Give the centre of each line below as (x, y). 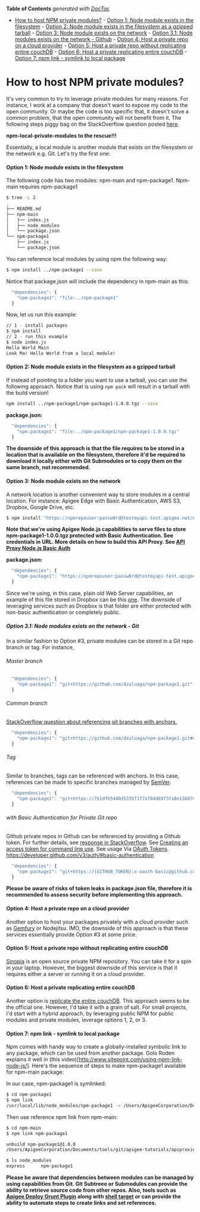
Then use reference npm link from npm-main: (62, 1117)
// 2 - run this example (37, 337)
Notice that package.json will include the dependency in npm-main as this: (98, 281)
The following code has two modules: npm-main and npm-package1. (90, 181)
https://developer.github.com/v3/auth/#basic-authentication (80, 855)
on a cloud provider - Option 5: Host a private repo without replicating (100, 45)
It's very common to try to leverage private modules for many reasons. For (97, 98)
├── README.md (24, 209)
